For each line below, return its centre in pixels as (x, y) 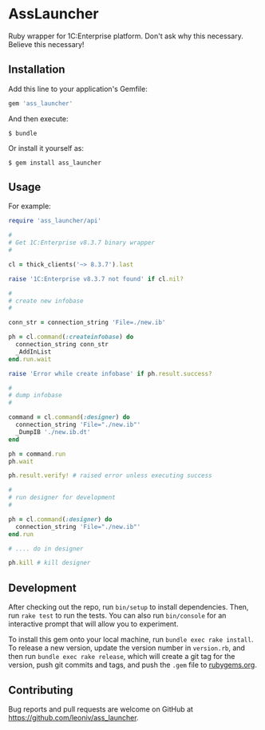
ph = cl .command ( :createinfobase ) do (71, 337)
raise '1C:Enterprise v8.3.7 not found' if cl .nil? (96, 279)
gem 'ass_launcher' (41, 103)
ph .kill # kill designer (49, 563)
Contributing (41, 690)
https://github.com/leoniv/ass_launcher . (73, 717)
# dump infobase (35, 396)
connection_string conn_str (62, 345)
